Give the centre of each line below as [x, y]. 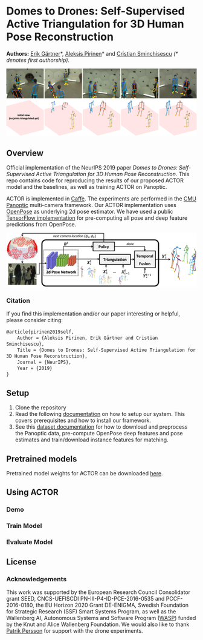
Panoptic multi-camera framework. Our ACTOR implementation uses [91, 205]
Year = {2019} [35, 368]
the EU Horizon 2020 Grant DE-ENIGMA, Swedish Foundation [112, 605]
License [21, 562]
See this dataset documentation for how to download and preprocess [101, 427]
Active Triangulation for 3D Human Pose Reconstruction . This [113, 174]
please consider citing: [35, 320]
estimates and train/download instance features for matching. [92, 440]
